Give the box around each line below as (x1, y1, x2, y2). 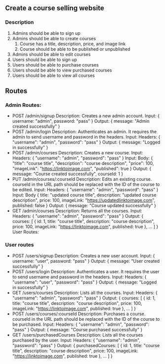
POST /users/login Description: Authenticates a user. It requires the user (12, 268, 160, 275)
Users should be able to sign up (12, 57, 78, 63)
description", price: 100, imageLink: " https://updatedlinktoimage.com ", (12, 197, 156, 203)
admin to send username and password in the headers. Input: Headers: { (12, 134, 161, 140)
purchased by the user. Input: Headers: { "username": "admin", (12, 337, 141, 343)
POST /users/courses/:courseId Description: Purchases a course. (12, 310, 146, 317)
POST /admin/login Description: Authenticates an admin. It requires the (12, 129, 157, 135)
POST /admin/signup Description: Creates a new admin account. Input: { (12, 113, 160, 119)
